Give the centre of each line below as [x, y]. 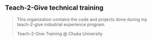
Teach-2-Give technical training [54, 8]
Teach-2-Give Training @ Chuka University [60, 33]
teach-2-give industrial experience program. [61, 24]
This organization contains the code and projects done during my [82, 19]
